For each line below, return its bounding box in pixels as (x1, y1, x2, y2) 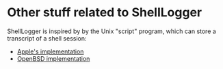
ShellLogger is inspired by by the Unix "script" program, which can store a (7, 27, 217, 35)
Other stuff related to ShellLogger (7, 5, 202, 20)
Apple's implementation (16, 47, 84, 55)
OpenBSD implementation (16, 54, 90, 62)
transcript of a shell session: (7, 34, 87, 42)
